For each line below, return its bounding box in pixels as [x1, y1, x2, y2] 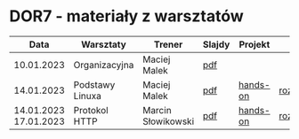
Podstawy [73, 78, 116, 90]
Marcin [141, 104, 172, 116]
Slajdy [203, 38, 230, 50]
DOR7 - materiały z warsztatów [9, 6, 245, 27]
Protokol [73, 104, 109, 116]
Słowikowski [141, 115, 195, 127]
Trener [154, 38, 183, 50]
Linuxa [73, 89, 102, 102]
